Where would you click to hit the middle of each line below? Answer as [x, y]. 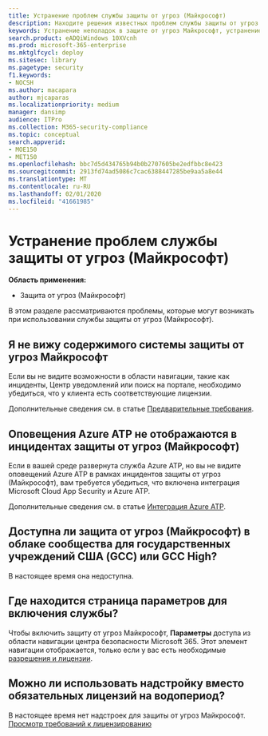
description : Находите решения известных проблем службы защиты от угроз [134, 23]
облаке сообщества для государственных [120, 544]
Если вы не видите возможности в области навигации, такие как [119, 376]
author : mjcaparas [39, 97]
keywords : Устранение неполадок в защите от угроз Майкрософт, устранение [135, 30]
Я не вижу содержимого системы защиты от [126, 344]
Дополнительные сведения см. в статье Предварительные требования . [131, 409]
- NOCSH [21, 82]
